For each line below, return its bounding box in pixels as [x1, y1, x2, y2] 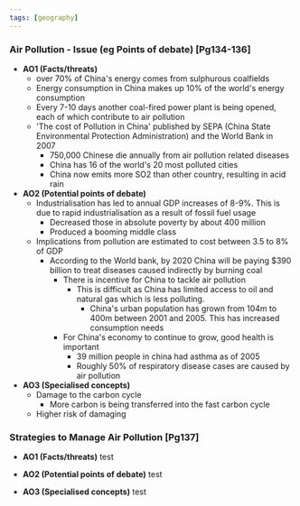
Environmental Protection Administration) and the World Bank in [35, 130, 274, 141]
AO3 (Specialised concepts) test [22, 486, 147, 497]
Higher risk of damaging [35, 408, 127, 419]
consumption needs [89, 322, 164, 333]
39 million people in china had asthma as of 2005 [76, 351, 260, 362]
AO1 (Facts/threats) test [22, 452, 115, 463]
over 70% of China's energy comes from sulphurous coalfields [35, 73, 270, 84]
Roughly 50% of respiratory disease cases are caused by [76, 360, 291, 371]
